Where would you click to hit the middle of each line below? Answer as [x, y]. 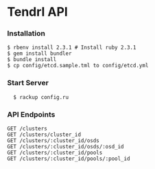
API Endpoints [31, 114]
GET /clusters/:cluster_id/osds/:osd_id [66, 147]
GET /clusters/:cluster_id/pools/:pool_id [69, 159]
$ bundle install [32, 60]
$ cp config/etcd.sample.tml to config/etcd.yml [78, 66]
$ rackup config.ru [41, 97]
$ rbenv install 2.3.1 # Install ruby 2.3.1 [72, 48]
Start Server [28, 83]
